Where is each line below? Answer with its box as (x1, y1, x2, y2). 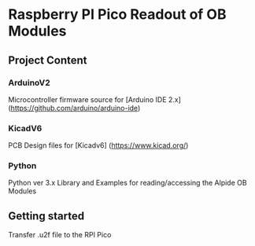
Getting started (8, 209, 85, 222)
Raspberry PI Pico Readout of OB (8, 6, 227, 24)
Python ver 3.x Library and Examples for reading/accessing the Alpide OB (8, 178, 247, 188)
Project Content (8, 53, 87, 67)
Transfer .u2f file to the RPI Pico (8, 230, 112, 240)
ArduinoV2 (8, 77, 51, 88)
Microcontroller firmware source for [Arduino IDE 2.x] (8, 94, 181, 104)
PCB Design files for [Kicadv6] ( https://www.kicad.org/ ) (8, 141, 189, 150)
